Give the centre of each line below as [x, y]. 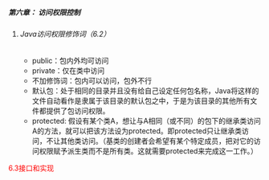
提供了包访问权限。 [78, 110]
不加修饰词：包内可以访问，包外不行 [92, 80]
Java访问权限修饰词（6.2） [65, 34]
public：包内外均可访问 [70, 60]
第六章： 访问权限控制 [45, 12]
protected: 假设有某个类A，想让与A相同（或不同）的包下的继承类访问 [146, 121]
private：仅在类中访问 [68, 70]
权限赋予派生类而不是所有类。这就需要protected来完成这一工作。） [149, 151]
